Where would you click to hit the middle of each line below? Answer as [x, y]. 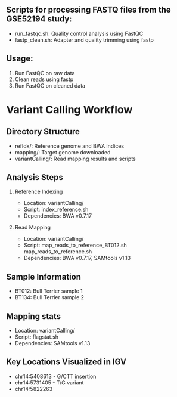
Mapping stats [34, 316]
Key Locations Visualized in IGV [66, 362]
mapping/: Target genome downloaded [63, 152]
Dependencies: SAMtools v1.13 [52, 343]
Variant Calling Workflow [69, 109]
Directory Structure [43, 131]
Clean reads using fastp [44, 79]
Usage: [20, 59]
